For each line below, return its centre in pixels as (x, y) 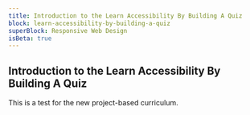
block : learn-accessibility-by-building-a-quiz (90, 23)
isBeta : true (30, 38)
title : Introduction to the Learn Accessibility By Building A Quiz (125, 16)
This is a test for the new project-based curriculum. (93, 103)
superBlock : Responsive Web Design (68, 31)
